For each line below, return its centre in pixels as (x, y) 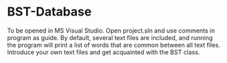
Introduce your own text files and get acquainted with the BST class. (104, 52)
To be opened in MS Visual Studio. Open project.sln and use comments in (111, 30)
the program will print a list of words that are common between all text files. (114, 45)
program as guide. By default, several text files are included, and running (110, 37)
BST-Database (49, 12)
